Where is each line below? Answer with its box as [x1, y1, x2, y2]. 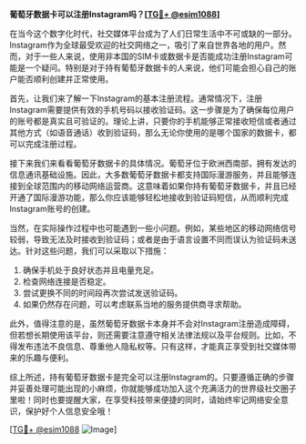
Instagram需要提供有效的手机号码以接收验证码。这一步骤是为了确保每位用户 [9, 105, 294, 115]
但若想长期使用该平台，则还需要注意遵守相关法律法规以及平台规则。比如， [9, 329, 289, 340]
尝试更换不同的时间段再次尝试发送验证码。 [22, 288, 183, 298]
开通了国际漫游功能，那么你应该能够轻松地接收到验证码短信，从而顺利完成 [9, 192, 289, 203]
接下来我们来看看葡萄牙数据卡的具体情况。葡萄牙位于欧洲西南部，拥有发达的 [9, 158, 297, 168]
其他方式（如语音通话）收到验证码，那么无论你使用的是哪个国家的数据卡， [9, 127, 289, 137]
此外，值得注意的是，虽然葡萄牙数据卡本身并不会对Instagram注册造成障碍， [9, 318, 294, 328]
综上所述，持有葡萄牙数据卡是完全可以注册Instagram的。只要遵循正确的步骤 [9, 372, 294, 382]
